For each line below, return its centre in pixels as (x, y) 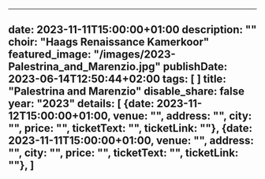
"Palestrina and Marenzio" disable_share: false (126, 91)
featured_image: (50, 55)
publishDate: (195, 67)
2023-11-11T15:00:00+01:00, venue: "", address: (131, 141)
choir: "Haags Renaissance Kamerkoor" (109, 42)
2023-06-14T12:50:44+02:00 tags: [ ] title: (117, 79)
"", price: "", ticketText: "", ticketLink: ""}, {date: (130, 128)
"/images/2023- (134, 55)
